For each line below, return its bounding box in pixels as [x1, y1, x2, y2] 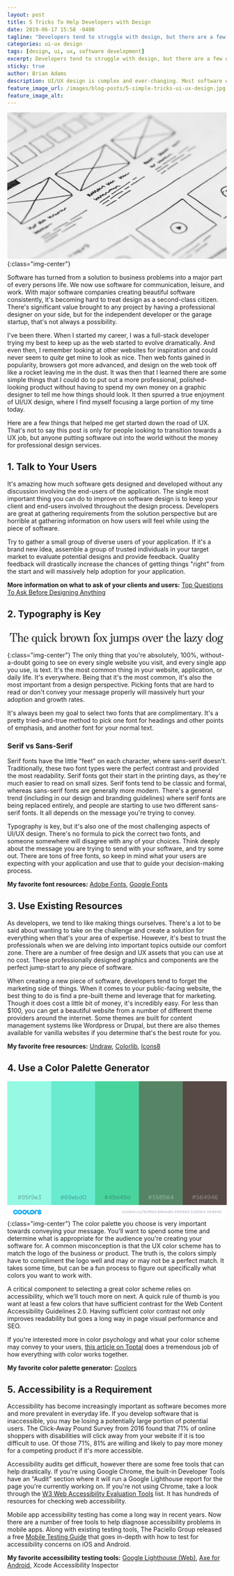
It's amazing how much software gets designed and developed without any [7, 480, 223, 488]
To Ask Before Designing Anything [7, 588, 106, 596]
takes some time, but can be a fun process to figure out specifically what [7, 1264, 217, 1272]
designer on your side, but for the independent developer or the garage [7, 310, 212, 319]
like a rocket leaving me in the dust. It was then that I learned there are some [7, 368, 227, 376]
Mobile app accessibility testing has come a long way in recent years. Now [7, 1510, 221, 1519]
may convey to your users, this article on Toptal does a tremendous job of [7, 1342, 219, 1351]
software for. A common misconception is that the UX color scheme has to [7, 1241, 221, 1250]
